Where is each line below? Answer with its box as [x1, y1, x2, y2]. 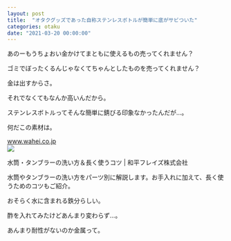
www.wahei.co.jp [7, 137, 57, 146]
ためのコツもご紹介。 [12, 182, 74, 190]
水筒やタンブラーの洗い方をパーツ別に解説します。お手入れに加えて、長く [7, 173, 218, 181]
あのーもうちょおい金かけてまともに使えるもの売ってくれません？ [7, 49, 194, 58]
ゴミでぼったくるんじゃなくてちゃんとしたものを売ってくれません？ [7, 64, 201, 73]
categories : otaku [7, 23, 60, 30]
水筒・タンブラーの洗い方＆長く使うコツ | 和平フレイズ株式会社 [7, 158, 188, 167]
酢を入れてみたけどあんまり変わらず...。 [7, 211, 122, 219]
